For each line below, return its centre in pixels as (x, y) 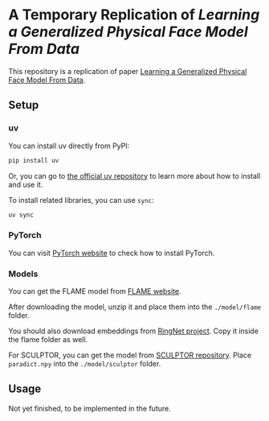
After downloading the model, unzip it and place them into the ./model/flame (135, 307)
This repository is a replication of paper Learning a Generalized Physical (128, 71)
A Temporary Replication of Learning (134, 15)
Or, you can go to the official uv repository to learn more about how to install (134, 175)
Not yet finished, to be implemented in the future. (90, 408)
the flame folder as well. (48, 339)
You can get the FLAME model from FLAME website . (95, 291)
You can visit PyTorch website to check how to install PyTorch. (112, 253)
